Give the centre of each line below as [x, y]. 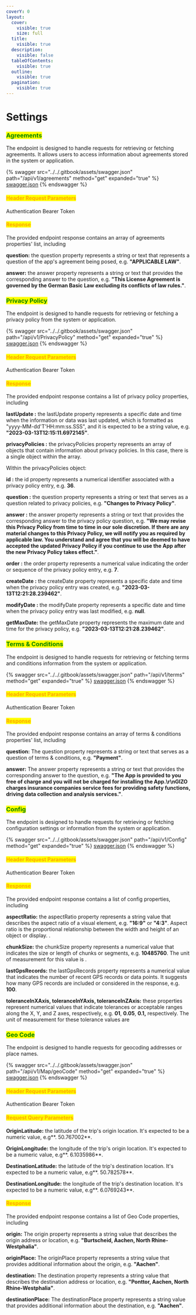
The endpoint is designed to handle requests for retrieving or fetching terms [98, 657]
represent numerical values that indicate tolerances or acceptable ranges [94, 1007]
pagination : [26, 83]
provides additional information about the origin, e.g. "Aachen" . [83, 1264]
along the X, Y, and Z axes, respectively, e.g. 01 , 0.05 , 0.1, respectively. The [97, 1013]
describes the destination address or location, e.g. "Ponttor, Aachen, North [97, 1282]
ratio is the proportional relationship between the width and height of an [93, 929]
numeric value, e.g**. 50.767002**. [49, 1137]
